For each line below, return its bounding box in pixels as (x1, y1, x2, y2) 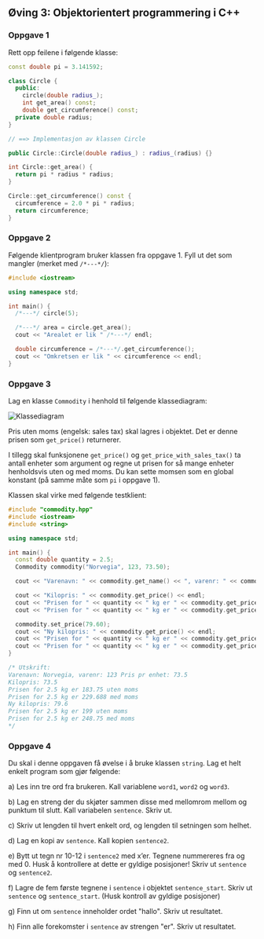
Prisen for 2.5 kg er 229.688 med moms (8, 692, 139, 701)
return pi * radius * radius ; (15, 170, 114, 179)
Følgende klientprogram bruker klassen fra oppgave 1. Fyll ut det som (8, 250, 233, 260)
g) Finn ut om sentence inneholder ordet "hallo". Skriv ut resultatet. (8, 907, 223, 916)
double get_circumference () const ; (22, 106, 139, 115)
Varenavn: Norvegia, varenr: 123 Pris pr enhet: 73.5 (8, 670, 189, 678)
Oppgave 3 (8, 378, 51, 389)
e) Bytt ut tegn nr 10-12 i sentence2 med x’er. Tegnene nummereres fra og (8, 851, 245, 860)
